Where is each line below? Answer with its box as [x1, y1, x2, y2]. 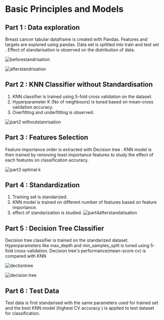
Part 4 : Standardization [5, 181, 80, 189]
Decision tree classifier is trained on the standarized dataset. [5, 237, 129, 243]
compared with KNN [5, 253, 47, 259]
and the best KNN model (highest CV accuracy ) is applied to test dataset [5, 305, 155, 311]
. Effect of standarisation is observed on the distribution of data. [5, 47, 135, 53]
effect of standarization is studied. [12, 210, 82, 216]
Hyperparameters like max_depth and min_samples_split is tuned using [5, 243, 150, 249]
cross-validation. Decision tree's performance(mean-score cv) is [14, 248, 146, 254]
